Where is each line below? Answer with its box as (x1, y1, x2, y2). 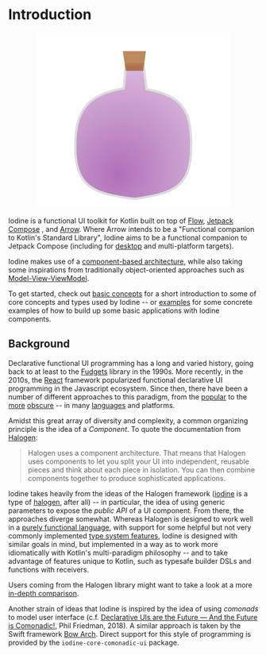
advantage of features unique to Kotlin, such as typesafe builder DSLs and (8, 556, 252, 565)
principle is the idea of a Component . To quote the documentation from (8, 424, 241, 433)
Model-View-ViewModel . (8, 273, 90, 283)
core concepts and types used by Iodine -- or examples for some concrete (8, 297, 253, 306)
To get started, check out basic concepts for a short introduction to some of (8, 288, 256, 299)
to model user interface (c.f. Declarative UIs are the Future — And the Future (8, 612, 258, 622)
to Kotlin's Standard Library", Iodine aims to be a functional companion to (8, 233, 248, 242)
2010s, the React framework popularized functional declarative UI (8, 375, 223, 384)
